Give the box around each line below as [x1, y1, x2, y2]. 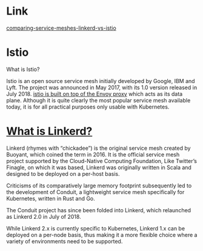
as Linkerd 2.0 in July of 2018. [6, 213, 81, 220]
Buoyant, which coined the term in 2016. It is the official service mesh [6, 150, 180, 158]
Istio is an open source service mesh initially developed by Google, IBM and [6, 77, 195, 84]
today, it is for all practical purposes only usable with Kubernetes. [6, 103, 170, 110]
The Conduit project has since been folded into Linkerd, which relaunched [6, 206, 191, 213]
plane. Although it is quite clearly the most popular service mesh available [6, 96, 191, 104]
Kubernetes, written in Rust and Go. [6, 195, 95, 202]
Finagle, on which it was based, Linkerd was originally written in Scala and [6, 164, 192, 171]
